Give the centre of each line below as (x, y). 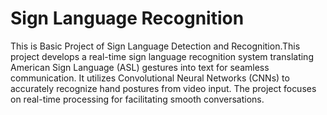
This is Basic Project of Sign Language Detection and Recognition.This (155, 46)
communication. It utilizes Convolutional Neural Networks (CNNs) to (150, 78)
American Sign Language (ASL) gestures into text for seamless (140, 67)
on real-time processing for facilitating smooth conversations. (137, 99)
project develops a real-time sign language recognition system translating (162, 56)
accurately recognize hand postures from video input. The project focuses (163, 88)
